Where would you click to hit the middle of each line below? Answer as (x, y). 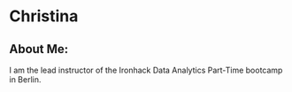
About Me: (39, 49)
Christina (44, 16)
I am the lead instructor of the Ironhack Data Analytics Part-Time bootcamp (146, 70)
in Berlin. (25, 80)
